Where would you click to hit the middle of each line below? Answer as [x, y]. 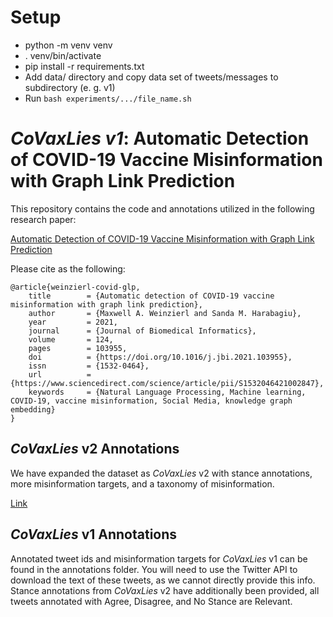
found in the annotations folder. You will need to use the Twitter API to [154, 569]
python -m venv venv [68, 45]
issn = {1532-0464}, [89, 366]
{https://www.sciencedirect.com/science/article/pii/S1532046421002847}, [167, 383]
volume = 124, [71, 339]
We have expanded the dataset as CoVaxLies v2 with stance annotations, [161, 473]
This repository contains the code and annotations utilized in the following [162, 208]
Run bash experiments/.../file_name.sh [108, 98]
